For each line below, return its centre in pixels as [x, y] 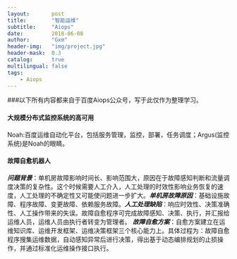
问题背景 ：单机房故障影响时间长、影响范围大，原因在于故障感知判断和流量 [115, 177]
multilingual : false [38, 66]
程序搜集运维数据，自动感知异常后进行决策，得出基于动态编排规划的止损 [112, 239]
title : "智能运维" [43, 20]
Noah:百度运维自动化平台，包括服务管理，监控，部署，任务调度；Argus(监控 [119, 134]
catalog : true [36, 60]
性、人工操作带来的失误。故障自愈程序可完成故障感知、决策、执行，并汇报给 [119, 213]
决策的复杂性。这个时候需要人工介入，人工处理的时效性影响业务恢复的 [115, 187]
